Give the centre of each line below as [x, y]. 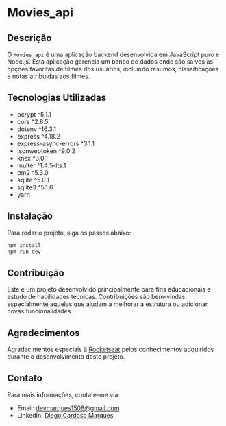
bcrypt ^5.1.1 [34, 114]
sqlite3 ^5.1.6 [35, 187]
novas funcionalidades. [40, 311]
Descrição [29, 38]
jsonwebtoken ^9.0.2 [46, 151]
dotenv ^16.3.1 [37, 129]
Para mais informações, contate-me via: [63, 394]
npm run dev [24, 252]
